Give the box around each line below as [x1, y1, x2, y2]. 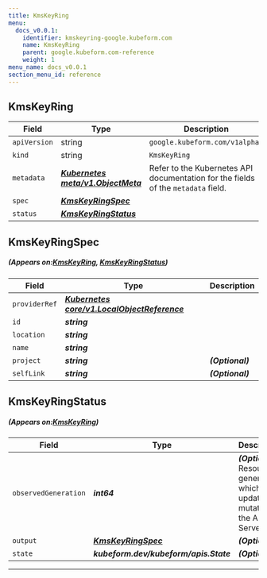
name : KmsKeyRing [22, 41, 80, 49]
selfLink [12, 368, 45, 378]
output [12, 537, 37, 545]
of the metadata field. [149, 183, 226, 194]
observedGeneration [12, 489, 86, 498]
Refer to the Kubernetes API [149, 163, 253, 174]
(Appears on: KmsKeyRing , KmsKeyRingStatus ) [8, 257, 168, 267]
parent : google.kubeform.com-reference [22, 48, 155, 56]
